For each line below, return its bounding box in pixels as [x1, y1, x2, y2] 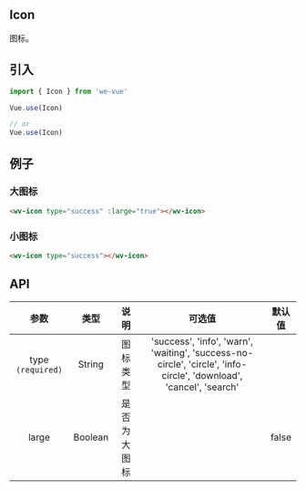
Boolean [73, 431, 109, 444]
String [77, 358, 105, 371]
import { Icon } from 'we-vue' [9, 87, 128, 96]
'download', [192, 369, 243, 381]
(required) [15, 364, 64, 375]
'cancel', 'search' [165, 381, 240, 393]
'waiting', [150, 346, 190, 359]
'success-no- [192, 346, 254, 359]
